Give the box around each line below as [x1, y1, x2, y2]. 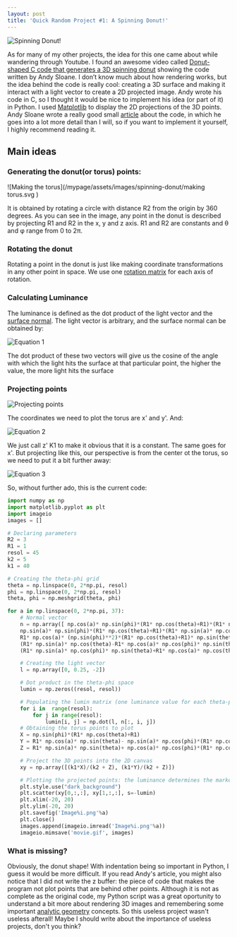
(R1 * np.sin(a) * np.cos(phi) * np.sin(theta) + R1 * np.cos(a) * [20, 647, 200, 654]
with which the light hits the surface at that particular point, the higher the [7, 358, 221, 367]
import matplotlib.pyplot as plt [7, 503, 106, 511]
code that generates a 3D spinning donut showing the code [36, 65, 209, 73]
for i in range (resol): [20, 705, 93, 712]
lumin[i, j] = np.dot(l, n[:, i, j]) [44, 718, 157, 725]
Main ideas [7, 146, 57, 158]
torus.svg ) [7, 190, 39, 199]
